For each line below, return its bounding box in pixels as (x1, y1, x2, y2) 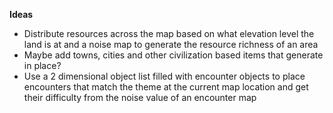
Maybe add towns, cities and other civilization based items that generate (23, 49, 324, 61)
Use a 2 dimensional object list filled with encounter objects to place (23, 70, 306, 82)
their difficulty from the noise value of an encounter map (23, 92, 257, 103)
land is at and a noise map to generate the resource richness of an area (23, 39, 319, 50)
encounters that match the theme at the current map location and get (23, 81, 309, 93)
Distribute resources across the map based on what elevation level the (23, 28, 315, 39)
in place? (23, 60, 62, 71)
